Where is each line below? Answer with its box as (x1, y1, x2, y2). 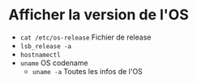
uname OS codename (19, 58, 88, 68)
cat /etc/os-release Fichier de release (19, 32, 152, 42)
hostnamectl (19, 51, 61, 59)
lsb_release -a (19, 42, 72, 50)
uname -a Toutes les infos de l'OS (32, 66, 143, 76)
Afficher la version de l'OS (8, 6, 189, 24)
